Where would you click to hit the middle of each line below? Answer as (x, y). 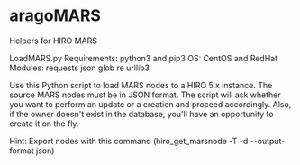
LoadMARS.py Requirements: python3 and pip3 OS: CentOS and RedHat (144, 58)
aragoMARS (55, 16)
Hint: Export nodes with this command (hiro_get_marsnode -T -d (129, 141)
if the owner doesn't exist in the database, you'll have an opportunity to (141, 114)
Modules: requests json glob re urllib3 (80, 68)
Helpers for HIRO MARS (53, 41)
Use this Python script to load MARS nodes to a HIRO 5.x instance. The (141, 85)
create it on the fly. (44, 124)
